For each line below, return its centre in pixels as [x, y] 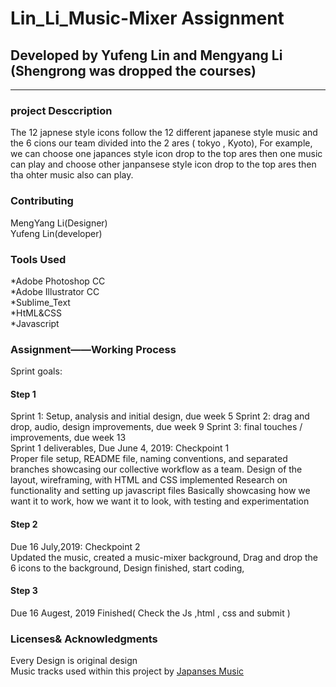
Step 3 [24, 591]
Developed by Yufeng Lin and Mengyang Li [146, 55]
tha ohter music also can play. [72, 175]
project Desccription [61, 110]
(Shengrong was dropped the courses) [133, 70]
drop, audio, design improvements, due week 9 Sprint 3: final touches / [156, 427]
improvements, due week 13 [68, 438]
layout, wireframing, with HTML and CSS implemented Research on [149, 480]
